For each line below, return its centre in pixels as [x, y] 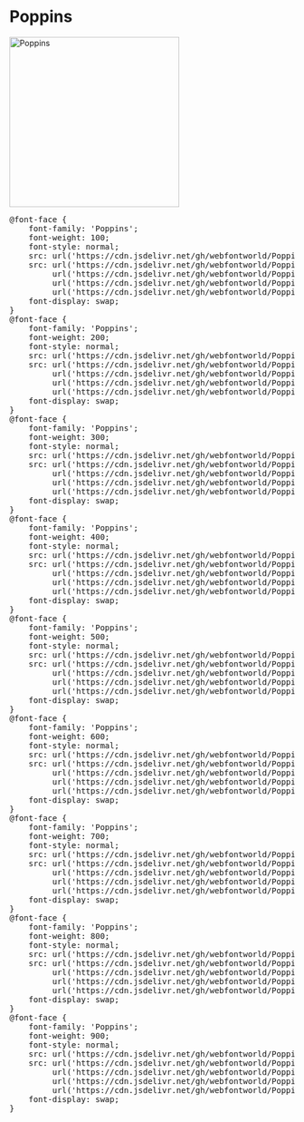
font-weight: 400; [69, 537]
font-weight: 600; [69, 736]
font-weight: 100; [69, 237]
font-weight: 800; [69, 936]
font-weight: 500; [69, 636]
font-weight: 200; [69, 337]
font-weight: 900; [69, 1035]
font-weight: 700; [69, 836]
